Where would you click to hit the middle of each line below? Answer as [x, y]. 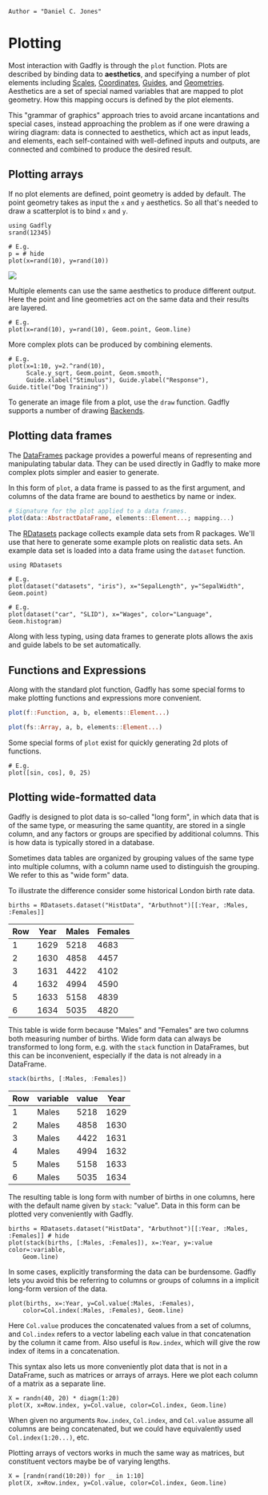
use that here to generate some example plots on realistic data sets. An [126, 542]
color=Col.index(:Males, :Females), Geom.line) [103, 1310]
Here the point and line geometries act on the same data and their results [129, 299]
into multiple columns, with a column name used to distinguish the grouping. [134, 866]
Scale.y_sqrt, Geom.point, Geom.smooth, [94, 373]
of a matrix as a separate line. [57, 1383]
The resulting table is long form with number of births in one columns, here [132, 1196]
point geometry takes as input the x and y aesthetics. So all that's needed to [133, 202]
